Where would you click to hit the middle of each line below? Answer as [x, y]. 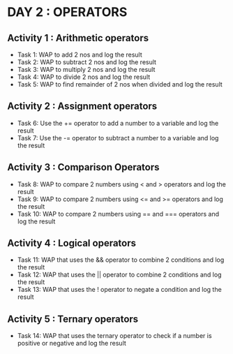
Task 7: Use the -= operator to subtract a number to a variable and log [118, 138]
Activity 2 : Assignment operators [82, 106]
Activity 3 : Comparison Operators [83, 167]
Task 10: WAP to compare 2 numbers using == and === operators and [118, 214]
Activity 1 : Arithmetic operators [78, 38]
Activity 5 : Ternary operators [73, 319]
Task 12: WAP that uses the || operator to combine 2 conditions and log [119, 275]
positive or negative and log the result [72, 344]
